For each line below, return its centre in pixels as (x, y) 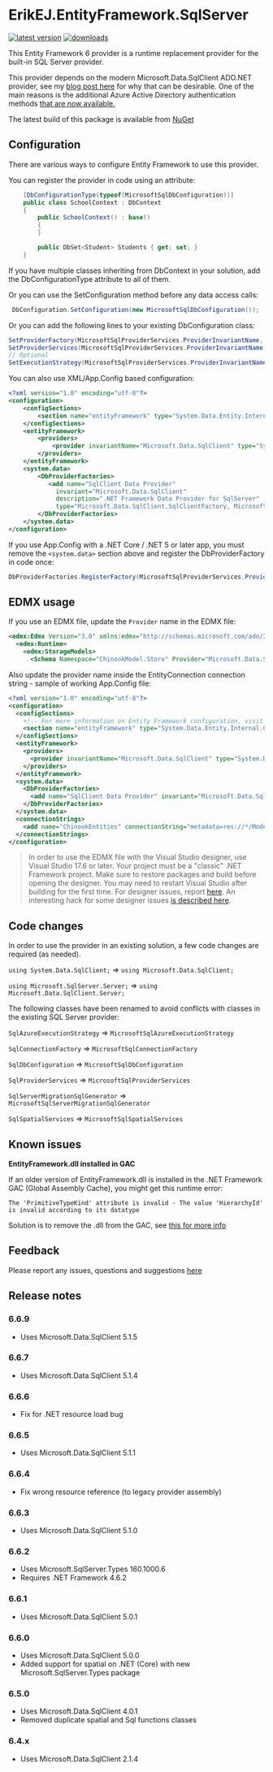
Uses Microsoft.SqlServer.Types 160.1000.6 (93, 1569)
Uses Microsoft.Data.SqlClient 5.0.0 (80, 1655)
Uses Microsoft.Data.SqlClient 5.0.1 (79, 1616)
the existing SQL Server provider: (64, 1017)
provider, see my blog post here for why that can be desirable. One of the (131, 86)
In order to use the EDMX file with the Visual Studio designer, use (137, 857)
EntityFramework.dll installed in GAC (72, 1164)
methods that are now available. (62, 103)
